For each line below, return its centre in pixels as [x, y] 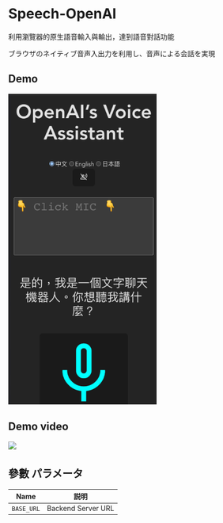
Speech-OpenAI [62, 14]
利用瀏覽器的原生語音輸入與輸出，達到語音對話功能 [91, 36]
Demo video [38, 427]
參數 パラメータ [46, 473]
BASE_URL [26, 509]
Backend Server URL [81, 509]
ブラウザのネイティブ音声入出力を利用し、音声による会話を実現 [112, 53]
